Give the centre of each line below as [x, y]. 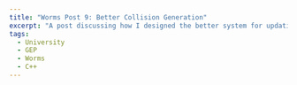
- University [41, 42]
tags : [19, 34]
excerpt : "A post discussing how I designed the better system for [136, 26]
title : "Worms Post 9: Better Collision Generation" [108, 17]
